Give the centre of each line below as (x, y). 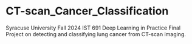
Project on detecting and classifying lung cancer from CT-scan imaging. (96, 34)
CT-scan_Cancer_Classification (87, 11)
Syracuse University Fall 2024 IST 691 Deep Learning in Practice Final (93, 28)
